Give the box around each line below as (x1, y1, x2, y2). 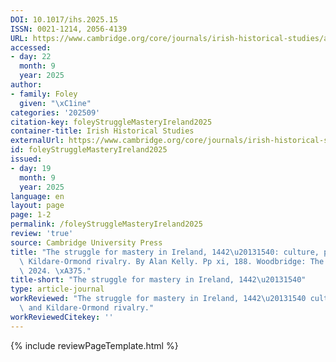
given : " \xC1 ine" (19, 98, 92, 108)
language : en (10, 191, 65, 201)
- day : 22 (10, 52, 52, 62)
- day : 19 (10, 163, 52, 173)
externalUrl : (10, 136, 65, 146)
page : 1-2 (10, 210, 52, 220)
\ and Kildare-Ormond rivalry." (19, 303, 155, 313)
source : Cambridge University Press (10, 237, 163, 248)
